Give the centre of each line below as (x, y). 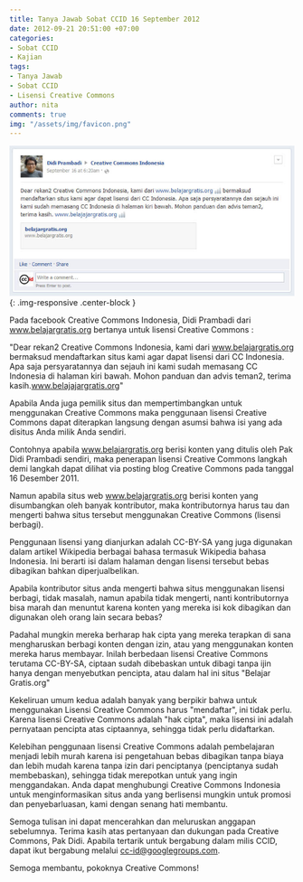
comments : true (38, 114)
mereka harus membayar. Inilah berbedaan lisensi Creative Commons (139, 653)
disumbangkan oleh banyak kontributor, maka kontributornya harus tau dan (149, 505)
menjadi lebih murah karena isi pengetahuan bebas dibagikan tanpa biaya (147, 755)
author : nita (34, 105)
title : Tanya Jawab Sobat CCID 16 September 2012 (105, 19)
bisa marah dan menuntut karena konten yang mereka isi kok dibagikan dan (150, 607)
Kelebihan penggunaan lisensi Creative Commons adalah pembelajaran (142, 746)
